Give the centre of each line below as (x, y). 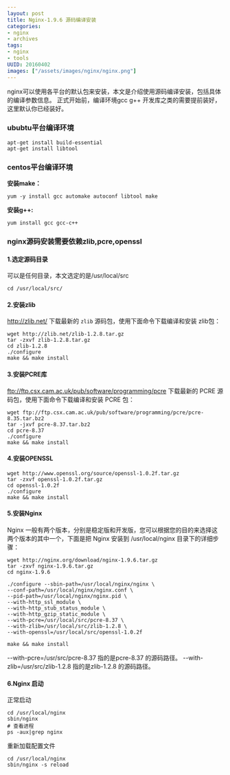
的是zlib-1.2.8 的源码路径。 (116, 667)
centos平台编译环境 (40, 167)
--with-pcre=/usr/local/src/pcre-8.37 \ (66, 621)
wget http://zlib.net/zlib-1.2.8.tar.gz (66, 334)
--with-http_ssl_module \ (44, 602)
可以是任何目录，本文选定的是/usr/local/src (68, 276)
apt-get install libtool (43, 148)
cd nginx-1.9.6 (29, 572)
